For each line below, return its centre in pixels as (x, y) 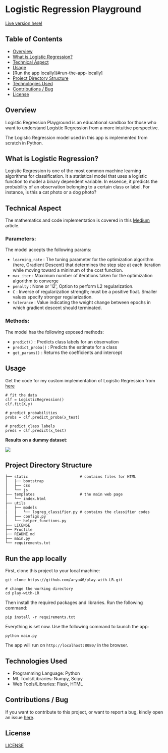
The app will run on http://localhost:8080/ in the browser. (67, 645)
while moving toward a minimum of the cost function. (68, 270)
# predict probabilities (31, 413)
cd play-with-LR (22, 593)
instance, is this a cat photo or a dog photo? (51, 192)
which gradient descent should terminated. (57, 308)
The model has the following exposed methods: (55, 332)
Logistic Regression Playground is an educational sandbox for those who (81, 122)
